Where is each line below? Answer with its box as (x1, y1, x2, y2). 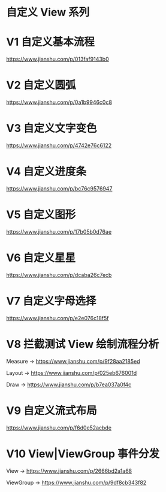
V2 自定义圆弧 (6, 79, 76, 92)
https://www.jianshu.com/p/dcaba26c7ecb (6, 271, 112, 278)
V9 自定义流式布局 (6, 404, 97, 418)
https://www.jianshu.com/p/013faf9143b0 (6, 55, 109, 63)
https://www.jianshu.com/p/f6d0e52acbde (6, 424, 112, 431)
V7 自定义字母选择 (6, 294, 96, 308)
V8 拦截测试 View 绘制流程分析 (6, 337, 159, 351)
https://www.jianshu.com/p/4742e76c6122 (6, 142, 112, 149)
